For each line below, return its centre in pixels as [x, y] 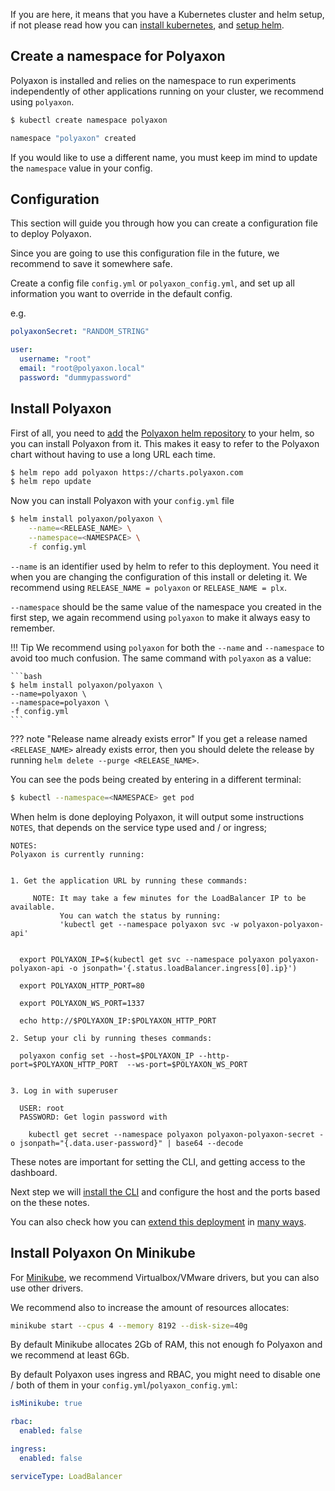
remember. [33, 628]
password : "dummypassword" [75, 377]
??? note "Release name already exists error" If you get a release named [159, 738]
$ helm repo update [51, 482]
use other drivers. [47, 1288]
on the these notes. [50, 1202]
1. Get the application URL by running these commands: [129, 880]
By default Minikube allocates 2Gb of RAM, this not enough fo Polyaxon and [166, 1345]
